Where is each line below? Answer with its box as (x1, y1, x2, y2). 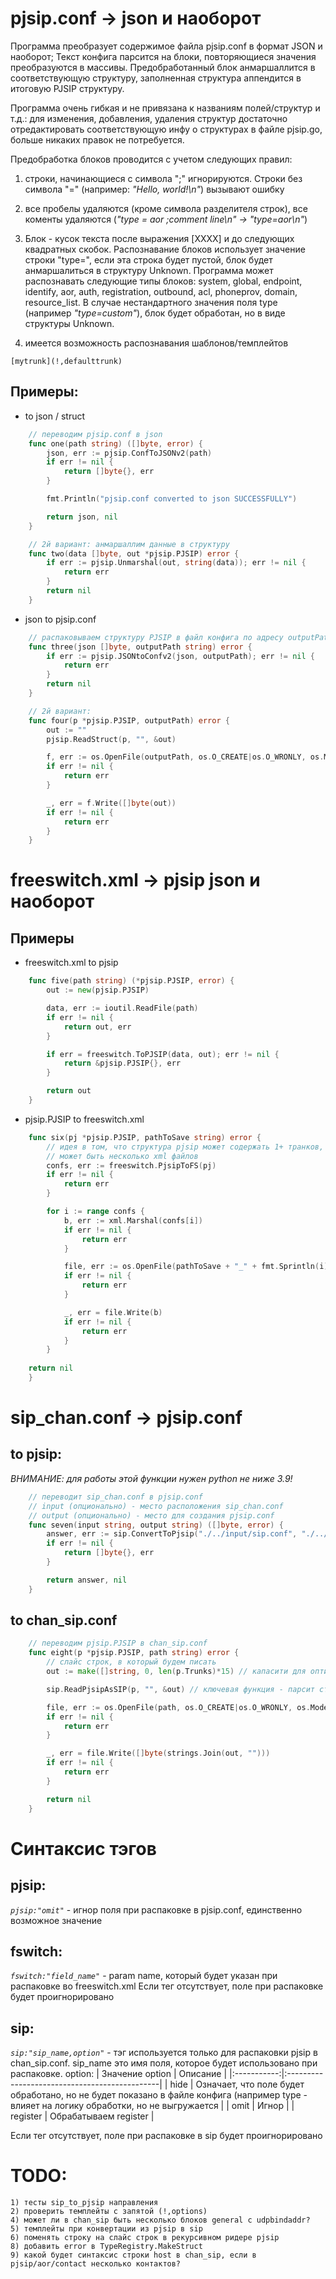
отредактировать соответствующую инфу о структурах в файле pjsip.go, (10, 123, 323, 135)
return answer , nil (46, 1575, 128, 1585)
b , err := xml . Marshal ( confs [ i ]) (63, 1215, 203, 1226)
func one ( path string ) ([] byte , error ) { (28, 438, 203, 449)
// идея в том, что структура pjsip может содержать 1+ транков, (46, 1142, 325, 1152)
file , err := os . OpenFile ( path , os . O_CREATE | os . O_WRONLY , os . (46, 1702, 311, 1712)
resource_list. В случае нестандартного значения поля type (24, 296, 278, 308)
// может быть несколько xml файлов (46, 1151, 199, 1161)
